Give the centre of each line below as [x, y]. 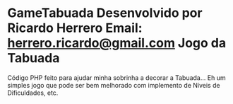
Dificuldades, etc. [33, 93]
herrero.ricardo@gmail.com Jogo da [117, 43]
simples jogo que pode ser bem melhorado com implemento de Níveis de [114, 85]
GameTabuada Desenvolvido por [105, 13]
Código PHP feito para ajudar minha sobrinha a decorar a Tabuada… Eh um [116, 77]
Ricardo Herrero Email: [75, 28]
